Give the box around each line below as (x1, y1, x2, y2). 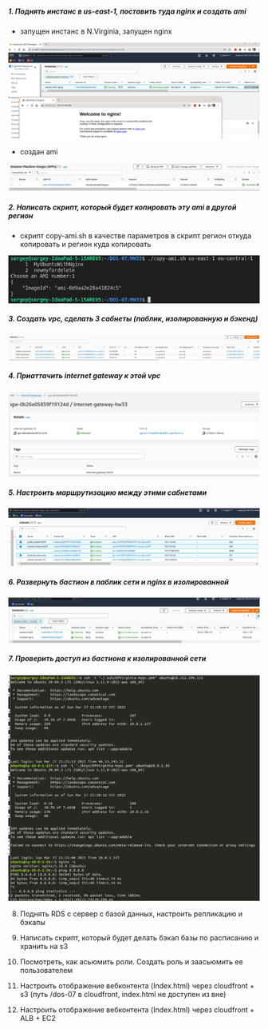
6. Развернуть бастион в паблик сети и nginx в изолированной (8, 576, 230, 587)
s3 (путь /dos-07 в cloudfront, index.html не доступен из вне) (19, 989, 227, 999)
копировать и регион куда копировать (19, 240, 152, 249)
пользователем (19, 965, 73, 975)
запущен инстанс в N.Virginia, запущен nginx (19, 26, 173, 36)
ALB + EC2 (19, 1013, 56, 1023)
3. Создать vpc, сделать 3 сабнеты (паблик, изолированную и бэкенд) (8, 314, 258, 324)
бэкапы (19, 917, 46, 927)
